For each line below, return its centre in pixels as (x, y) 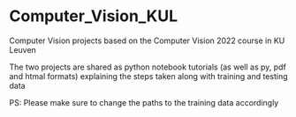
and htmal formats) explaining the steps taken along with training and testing (148, 76)
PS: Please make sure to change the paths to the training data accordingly (144, 102)
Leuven (23, 49)
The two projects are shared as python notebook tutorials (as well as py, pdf (148, 67)
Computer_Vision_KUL (94, 16)
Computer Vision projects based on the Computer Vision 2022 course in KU (147, 40)
